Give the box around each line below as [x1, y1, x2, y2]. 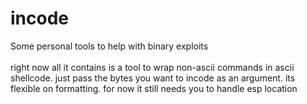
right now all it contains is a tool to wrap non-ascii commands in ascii [10, 61, 295, 73]
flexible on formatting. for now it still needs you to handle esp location [10, 82, 298, 94]
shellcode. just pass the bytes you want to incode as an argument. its [10, 72, 296, 84]
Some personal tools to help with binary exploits [10, 40, 209, 52]
